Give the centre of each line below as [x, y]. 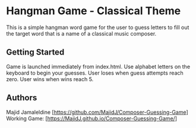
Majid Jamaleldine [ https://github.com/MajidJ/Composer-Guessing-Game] [97, 112]
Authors [22, 98]
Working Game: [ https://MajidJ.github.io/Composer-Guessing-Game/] [91, 118]
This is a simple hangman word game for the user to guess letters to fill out [98, 27]
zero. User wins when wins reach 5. [50, 79]
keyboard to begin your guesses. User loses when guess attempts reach [95, 73]
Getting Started [35, 52]
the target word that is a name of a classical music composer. [81, 33]
